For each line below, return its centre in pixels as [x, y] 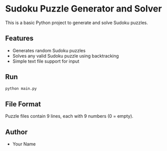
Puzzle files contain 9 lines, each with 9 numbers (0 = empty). [69, 116]
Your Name [24, 144]
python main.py [21, 88]
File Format [23, 104]
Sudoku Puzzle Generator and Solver [83, 9]
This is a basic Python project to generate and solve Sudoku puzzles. [77, 23]
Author [16, 132]
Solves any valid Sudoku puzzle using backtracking [66, 56]
